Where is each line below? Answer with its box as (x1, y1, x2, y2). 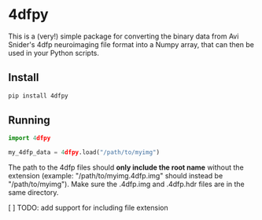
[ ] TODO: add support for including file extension (8, 203, 168, 213)
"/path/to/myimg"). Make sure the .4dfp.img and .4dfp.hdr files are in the (8, 179, 245, 189)
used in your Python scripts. (8, 48, 100, 57)
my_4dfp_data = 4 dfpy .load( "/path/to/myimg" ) (8, 148, 160, 156)
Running (8, 114, 51, 127)
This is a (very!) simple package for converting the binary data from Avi (8, 31, 239, 41)
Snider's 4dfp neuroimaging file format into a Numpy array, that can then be (8, 39, 254, 49)
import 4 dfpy (8, 134, 51, 142)
